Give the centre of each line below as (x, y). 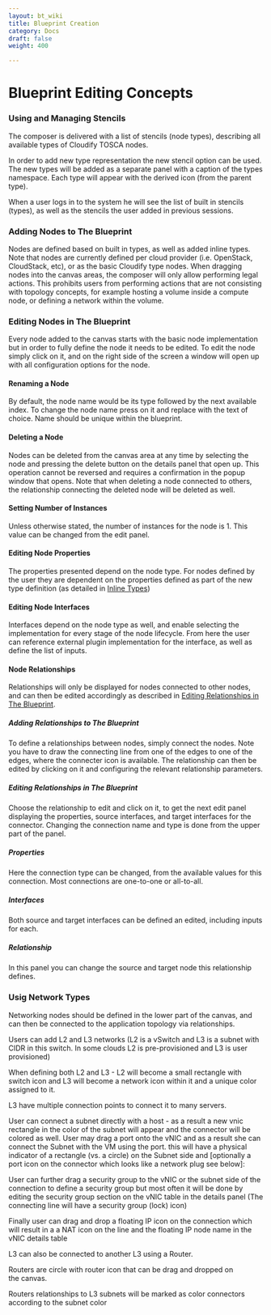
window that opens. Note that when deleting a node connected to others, (130, 481)
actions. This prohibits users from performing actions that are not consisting (135, 283)
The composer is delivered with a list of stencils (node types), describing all (135, 136)
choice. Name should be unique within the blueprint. (95, 418)
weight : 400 (28, 46)
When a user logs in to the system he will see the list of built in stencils (126, 201)
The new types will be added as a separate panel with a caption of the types (135, 169)
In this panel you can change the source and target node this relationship (130, 968)
